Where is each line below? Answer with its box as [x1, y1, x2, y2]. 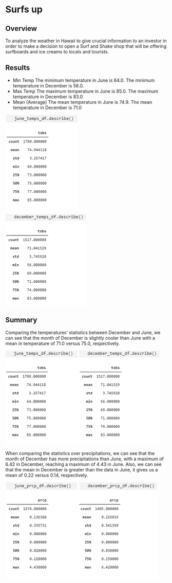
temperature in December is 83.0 [12, 94, 83, 100]
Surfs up [5, 4, 43, 15]
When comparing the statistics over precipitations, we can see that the [5, 450, 155, 456]
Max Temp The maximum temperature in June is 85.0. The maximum [12, 88, 158, 94]
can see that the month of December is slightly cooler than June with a [5, 335, 156, 341]
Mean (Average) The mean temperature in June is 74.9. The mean [12, 99, 152, 105]
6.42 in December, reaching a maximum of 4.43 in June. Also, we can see [5, 461, 162, 467]
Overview [5, 24, 37, 33]
